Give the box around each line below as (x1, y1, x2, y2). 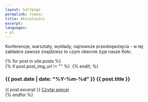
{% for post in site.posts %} (5, 58, 61, 64)
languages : (5, 25, 28, 30)
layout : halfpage (5, 7, 41, 12)
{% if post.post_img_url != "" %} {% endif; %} (5, 63, 99, 69)
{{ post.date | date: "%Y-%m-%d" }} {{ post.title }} (5, 76, 130, 82)
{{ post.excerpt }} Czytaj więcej (5, 87, 69, 93)
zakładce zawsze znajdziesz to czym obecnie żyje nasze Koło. (5, 49, 132, 54)
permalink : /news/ (5, 12, 43, 17)
